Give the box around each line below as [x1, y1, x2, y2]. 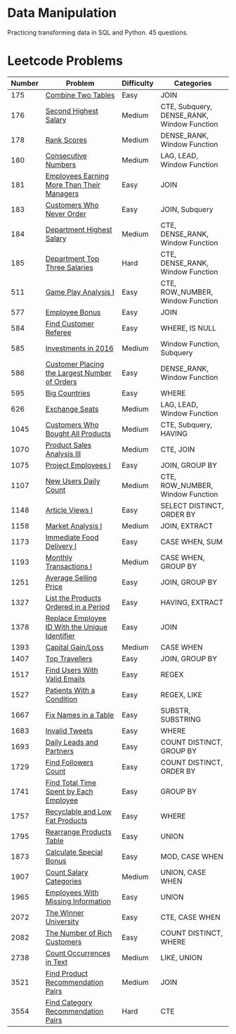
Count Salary [45, 867, 88, 877]
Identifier [45, 631, 76, 641]
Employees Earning [45, 171, 110, 181]
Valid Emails [45, 674, 86, 684]
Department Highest [45, 224, 112, 234]
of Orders [45, 376, 77, 386]
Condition [45, 694, 78, 704]
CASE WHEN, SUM [160, 537, 223, 547]
